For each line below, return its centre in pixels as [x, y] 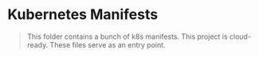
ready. [37, 44]
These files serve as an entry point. [108, 44]
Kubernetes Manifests [83, 15]
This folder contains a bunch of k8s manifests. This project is [127, 36]
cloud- [240, 36]
